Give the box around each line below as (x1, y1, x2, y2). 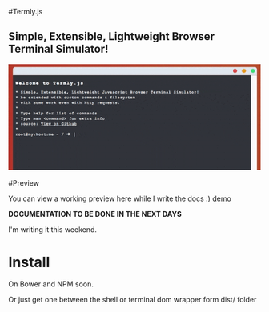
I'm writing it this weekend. (8, 225, 98, 234)
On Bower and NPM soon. (8, 279, 94, 289)
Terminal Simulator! (8, 42, 109, 56)
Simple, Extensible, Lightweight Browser (8, 30, 215, 43)
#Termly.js (8, 7, 43, 16)
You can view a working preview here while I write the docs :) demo (8, 194, 232, 203)
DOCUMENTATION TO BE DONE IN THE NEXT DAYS (8, 210, 182, 219)
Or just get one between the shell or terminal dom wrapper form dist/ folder (8, 295, 257, 305)
